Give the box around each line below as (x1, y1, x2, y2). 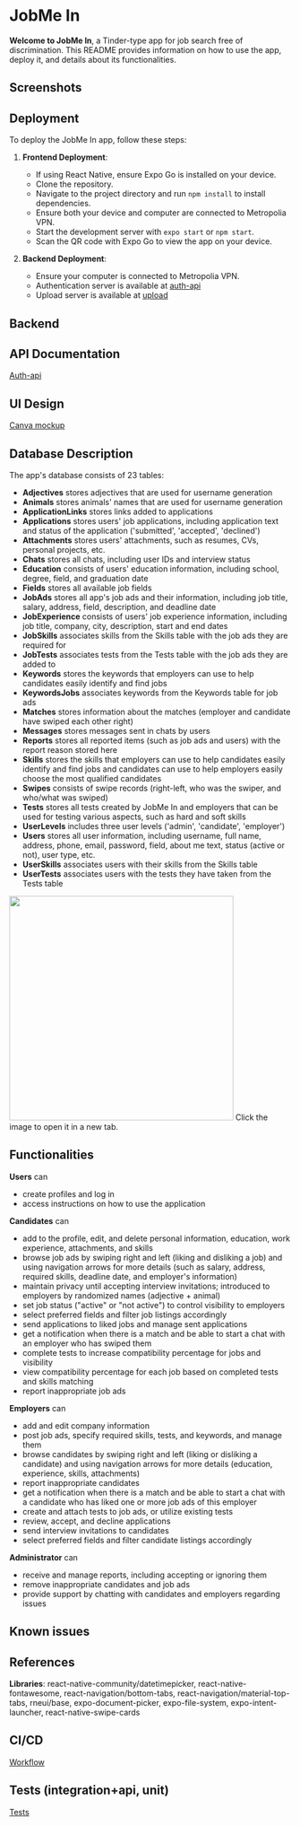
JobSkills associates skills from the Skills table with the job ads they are (21, 630, 288, 641)
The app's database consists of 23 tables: (9, 469, 165, 480)
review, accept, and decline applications (21, 1516, 171, 1526)
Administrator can (9, 1551, 79, 1562)
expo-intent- (230, 1697, 278, 1708)
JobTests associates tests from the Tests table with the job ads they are (21, 649, 288, 660)
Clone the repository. (35, 179, 114, 189)
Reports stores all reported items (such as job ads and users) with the (21, 735, 281, 746)
